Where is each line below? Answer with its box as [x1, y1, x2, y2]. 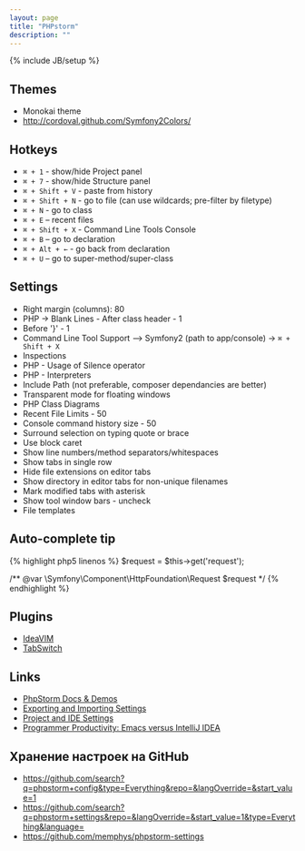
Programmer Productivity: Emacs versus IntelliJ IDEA [22, 723, 221, 734]
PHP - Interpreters [22, 370, 92, 380]
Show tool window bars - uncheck [22, 495, 152, 506]
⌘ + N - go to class [22, 205, 93, 215]
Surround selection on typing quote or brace [22, 427, 190, 438]
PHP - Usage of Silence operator [22, 360, 145, 370]
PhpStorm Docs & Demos [22, 694, 118, 704]
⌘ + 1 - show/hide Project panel [22, 166, 143, 177]
